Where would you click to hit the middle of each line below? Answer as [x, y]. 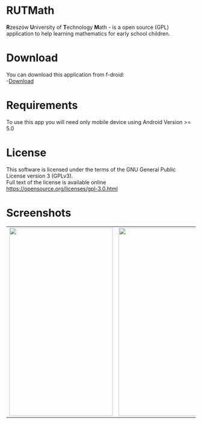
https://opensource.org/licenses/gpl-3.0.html [62, 189]
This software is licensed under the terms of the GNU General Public [91, 169]
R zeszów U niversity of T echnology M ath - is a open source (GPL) [88, 27]
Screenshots [39, 213]
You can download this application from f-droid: [65, 74]
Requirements [42, 105]
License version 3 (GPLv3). [40, 176]
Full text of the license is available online [56, 182]
